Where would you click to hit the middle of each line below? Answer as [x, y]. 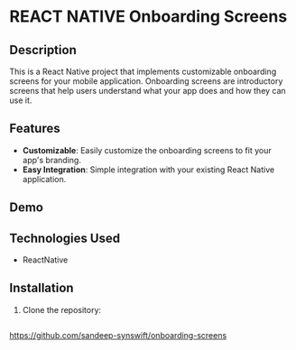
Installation [42, 288]
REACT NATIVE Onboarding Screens [148, 17]
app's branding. [51, 160]
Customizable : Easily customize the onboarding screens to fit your [147, 150]
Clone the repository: [62, 309]
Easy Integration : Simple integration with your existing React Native [148, 170]
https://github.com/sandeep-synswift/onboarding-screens [118, 335]
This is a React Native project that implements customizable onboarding [143, 71]
